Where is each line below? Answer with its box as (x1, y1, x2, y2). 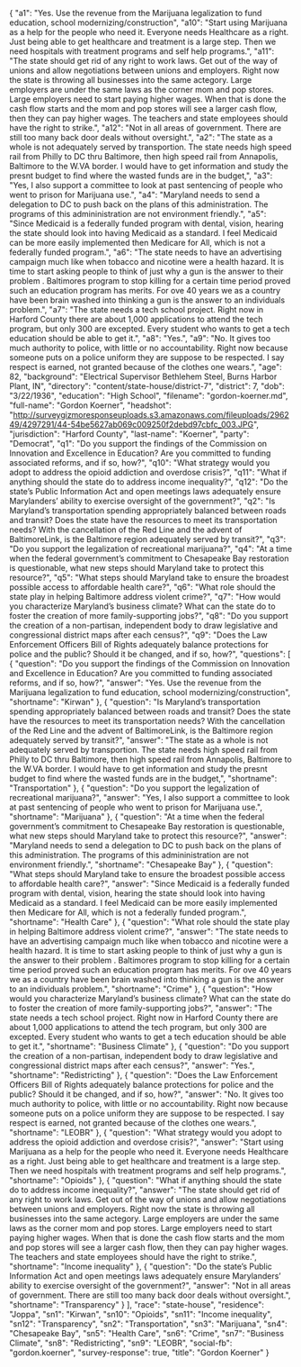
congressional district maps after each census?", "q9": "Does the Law (9, 629, 268, 640)
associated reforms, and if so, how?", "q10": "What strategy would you (9, 457, 270, 467)
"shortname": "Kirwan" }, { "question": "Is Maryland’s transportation (9, 697, 261, 707)
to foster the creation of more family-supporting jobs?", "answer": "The (9, 1003, 272, 1013)
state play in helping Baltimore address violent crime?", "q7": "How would (9, 592, 281, 602)
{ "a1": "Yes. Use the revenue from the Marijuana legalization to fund (9, 8, 262, 18)
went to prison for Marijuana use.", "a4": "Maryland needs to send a (9, 189, 261, 200)
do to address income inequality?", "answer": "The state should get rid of (9, 1184, 280, 1195)
